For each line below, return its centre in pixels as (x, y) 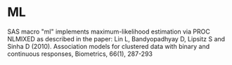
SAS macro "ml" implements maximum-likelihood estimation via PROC (109, 31)
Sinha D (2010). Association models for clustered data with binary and (108, 46)
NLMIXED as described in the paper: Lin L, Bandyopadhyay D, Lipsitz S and (116, 38)
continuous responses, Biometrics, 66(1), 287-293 (80, 54)
